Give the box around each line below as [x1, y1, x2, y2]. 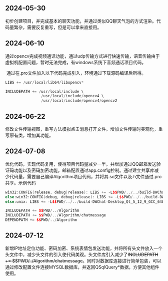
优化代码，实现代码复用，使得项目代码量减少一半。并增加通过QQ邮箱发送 [5, 161, 156, 167]
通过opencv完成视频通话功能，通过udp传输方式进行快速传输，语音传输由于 [5, 53, 160, 59]
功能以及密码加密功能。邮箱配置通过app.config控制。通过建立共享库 [13, 167, 154, 173]
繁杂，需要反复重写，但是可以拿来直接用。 [13, 24, 101, 30]
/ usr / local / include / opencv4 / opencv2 [40, 98, 117, 103]
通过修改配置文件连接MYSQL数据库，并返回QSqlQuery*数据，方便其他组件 [5, 264, 159, 270]
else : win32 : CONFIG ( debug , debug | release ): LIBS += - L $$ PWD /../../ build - [5, 194, 160, 199]
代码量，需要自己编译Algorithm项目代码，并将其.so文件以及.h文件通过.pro [9, 173, 162, 179]
